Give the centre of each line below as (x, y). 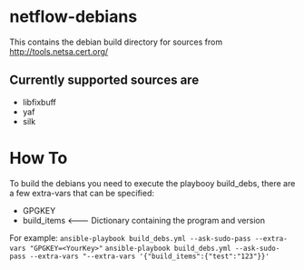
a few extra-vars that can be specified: (82, 193)
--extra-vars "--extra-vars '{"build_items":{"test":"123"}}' (150, 256)
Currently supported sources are (104, 80)
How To (39, 158)
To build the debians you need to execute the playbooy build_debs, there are (152, 183)
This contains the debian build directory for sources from (116, 42)
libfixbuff (39, 102)
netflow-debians (74, 17)
